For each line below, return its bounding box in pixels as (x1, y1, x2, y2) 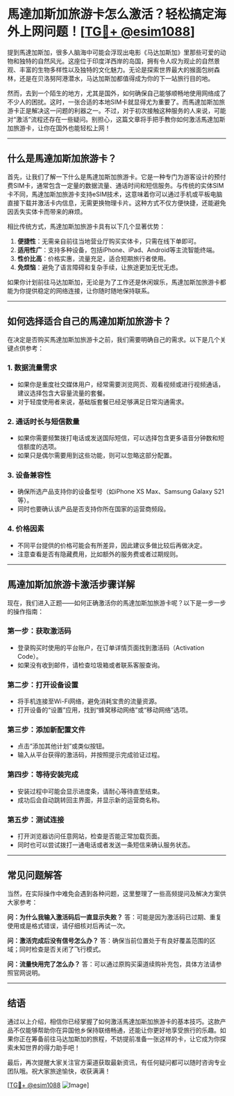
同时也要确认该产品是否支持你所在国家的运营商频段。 (17, 505, 170, 513)
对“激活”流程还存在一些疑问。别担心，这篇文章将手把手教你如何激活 (7, 115, 201, 123)
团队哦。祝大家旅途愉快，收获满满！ (7, 1067, 111, 1075)
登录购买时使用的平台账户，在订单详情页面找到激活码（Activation (17, 643, 205, 652)
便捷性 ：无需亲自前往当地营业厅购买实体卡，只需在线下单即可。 (17, 237, 200, 245)
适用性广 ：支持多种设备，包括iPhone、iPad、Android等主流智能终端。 (17, 245, 219, 254)
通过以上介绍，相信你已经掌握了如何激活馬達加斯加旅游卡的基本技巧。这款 (7, 1017, 220, 1026)
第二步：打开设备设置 (7, 680, 78, 689)
